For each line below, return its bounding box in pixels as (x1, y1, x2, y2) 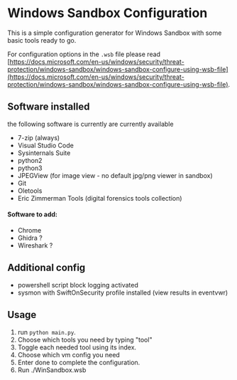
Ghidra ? (17, 233, 43, 242)
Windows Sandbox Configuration (7, 5, 208, 21)
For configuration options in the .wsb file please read (7, 50, 161, 58)
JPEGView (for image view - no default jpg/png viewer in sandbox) (17, 171, 213, 179)
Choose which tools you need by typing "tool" (17, 335, 153, 344)
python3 (17, 164, 43, 172)
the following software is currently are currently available (7, 120, 174, 128)
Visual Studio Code (17, 141, 75, 149)
